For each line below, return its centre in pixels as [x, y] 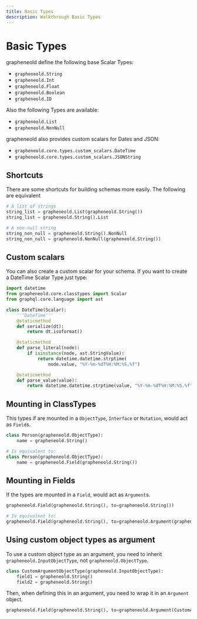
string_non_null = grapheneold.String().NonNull [67, 233]
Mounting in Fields [41, 481]
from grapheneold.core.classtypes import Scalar [67, 294]
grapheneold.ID [33, 99]
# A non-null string [31, 228]
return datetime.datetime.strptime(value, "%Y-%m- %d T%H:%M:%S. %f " [110, 386]
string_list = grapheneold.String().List [57, 218]
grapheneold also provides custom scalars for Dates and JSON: [83, 139]
